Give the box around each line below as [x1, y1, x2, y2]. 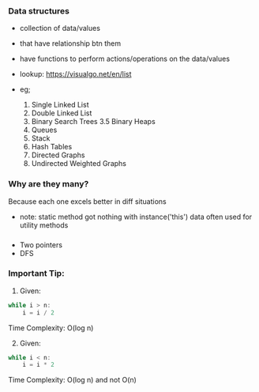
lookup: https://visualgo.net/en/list [19, 70, 132, 79]
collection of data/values [19, 24, 101, 33]
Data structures [8, 6, 69, 17]
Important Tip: [8, 268, 65, 279]
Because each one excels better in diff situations [8, 196, 167, 206]
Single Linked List [31, 100, 89, 110]
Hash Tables [31, 142, 73, 152]
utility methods [19, 220, 69, 230]
